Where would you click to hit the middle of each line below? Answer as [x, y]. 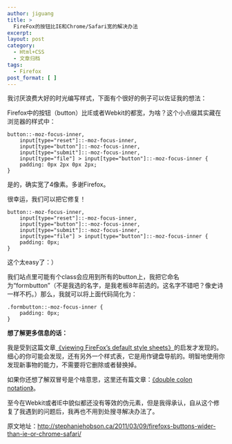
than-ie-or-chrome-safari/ [44, 434]
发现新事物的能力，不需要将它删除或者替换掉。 [74, 365]
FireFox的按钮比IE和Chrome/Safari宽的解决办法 [76, 26]
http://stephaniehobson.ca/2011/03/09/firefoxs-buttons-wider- [127, 426]
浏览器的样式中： [31, 122]
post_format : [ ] [32, 78]
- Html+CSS [29, 52]
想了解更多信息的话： [37, 333]
